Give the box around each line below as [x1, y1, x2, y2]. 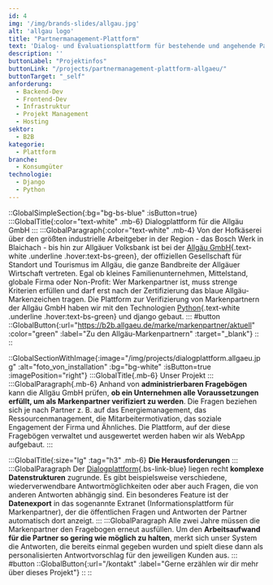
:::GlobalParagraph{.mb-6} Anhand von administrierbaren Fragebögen [8, 379, 248, 388]
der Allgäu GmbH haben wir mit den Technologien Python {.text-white [8, 302, 240, 313]
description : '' [8, 50, 63, 58]
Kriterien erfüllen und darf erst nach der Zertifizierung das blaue [8, 285, 223, 295]
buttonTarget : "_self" [8, 72, 85, 80]
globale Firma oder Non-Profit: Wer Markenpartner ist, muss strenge [8, 277, 238, 287]
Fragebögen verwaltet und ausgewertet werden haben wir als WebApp [8, 431, 245, 440]
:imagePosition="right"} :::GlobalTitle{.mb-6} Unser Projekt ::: [8, 370, 214, 380]
